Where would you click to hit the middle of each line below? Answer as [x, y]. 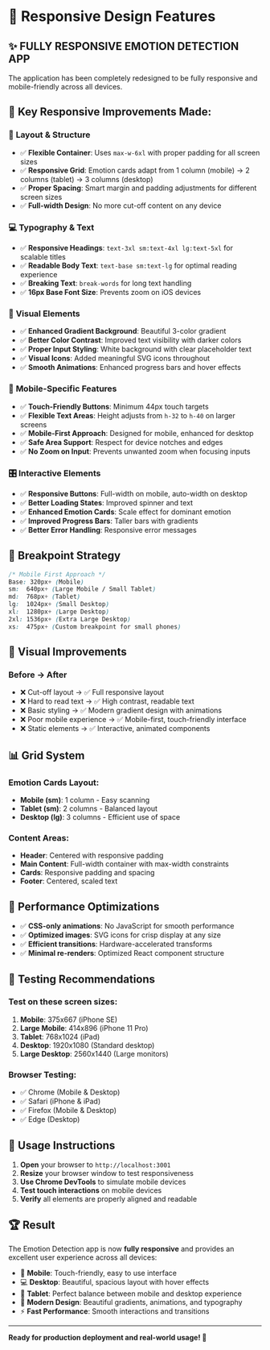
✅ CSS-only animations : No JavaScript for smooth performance [127, 926]
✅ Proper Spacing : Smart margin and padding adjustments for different [138, 188]
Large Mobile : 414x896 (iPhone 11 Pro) [84, 1028]
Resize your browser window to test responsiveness [107, 1173]
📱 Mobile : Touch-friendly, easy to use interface [98, 1273]
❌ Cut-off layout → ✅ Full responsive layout [92, 692]
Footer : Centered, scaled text [69, 881]
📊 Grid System [47, 756]
